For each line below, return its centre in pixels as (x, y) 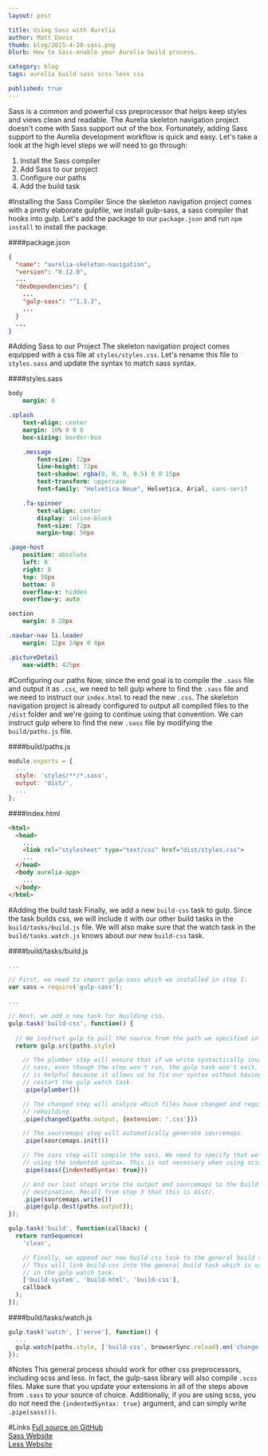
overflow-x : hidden (55, 592)
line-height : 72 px (67, 467)
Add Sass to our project (59, 169)
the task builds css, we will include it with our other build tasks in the (121, 918)
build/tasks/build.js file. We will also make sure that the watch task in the (132, 927)
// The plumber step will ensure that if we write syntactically (134, 1060)
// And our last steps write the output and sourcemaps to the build (141, 1184)
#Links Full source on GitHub (56, 1427)
